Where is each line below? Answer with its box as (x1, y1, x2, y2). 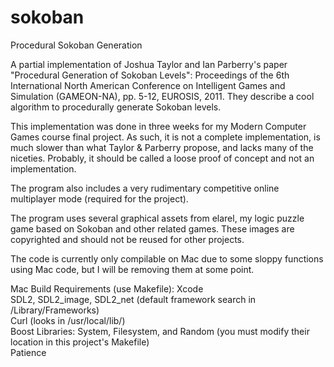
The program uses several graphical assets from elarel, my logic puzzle (10, 212, 305, 224)
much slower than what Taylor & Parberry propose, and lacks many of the (10, 141, 314, 153)
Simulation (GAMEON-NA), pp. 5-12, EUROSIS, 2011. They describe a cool (10, 90, 315, 102)
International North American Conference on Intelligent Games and (10, 79, 286, 91)
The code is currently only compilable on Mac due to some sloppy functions (10, 252, 324, 265)
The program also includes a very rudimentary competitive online (10, 182, 280, 194)
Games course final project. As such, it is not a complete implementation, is (10, 131, 321, 143)
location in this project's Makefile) (10, 336, 150, 348)
